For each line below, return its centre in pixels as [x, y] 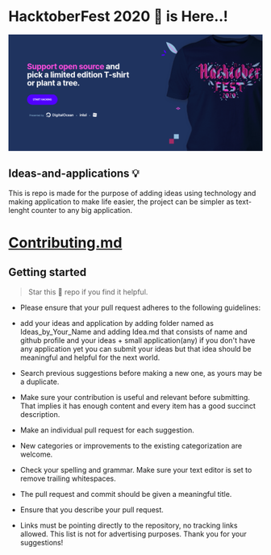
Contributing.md [65, 242]
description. [40, 414]
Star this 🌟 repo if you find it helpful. [88, 292]
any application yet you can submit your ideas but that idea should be [135, 348]
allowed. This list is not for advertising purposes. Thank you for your [133, 534]
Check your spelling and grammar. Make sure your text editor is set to [136, 469]
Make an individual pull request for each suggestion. [107, 430]
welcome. [36, 454]
